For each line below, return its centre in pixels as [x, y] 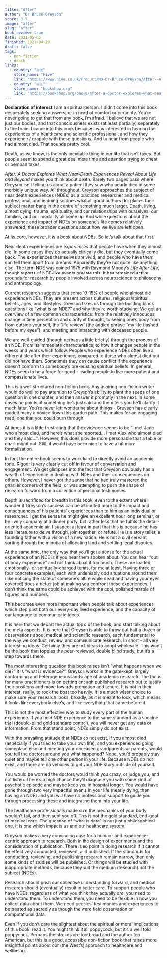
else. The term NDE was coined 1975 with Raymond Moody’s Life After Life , [82, 268]
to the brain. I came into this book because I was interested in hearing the [80, 129]
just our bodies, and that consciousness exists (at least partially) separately [83, 123]
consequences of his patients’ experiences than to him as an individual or [81, 511]
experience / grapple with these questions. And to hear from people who [80, 139]
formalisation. [19, 449]
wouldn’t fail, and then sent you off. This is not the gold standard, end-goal [82, 816]
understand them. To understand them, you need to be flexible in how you [81, 898]
